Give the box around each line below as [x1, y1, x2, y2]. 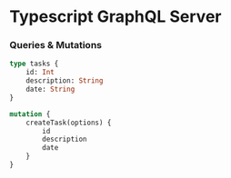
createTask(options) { [25, 118, 112, 127]
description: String [25, 76, 104, 85]
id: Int [25, 68, 55, 77]
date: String [25, 84, 75, 94]
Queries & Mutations [9, 39, 103, 52]
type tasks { [9, 59, 59, 69]
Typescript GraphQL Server [9, 6, 222, 27]
